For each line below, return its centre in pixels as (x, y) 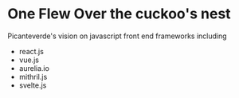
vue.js (29, 60)
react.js (31, 51)
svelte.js (33, 85)
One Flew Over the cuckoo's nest (119, 14)
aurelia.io (34, 68)
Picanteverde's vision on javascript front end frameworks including (118, 36)
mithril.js (33, 76)
